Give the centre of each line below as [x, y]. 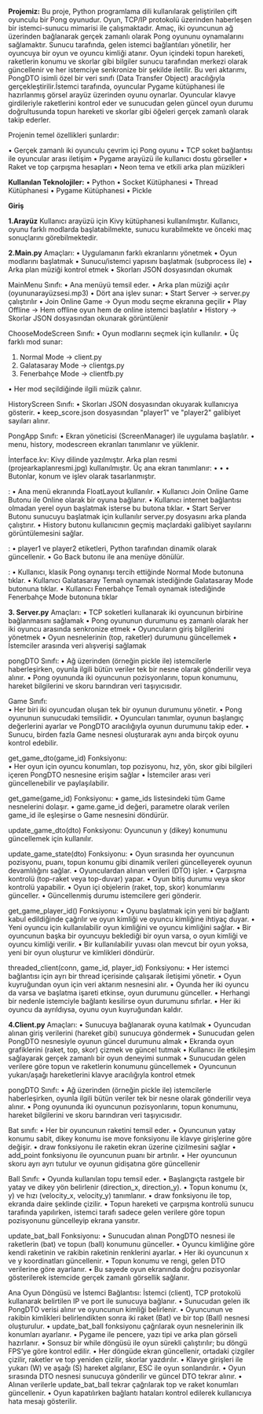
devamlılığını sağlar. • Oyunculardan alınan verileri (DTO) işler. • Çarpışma [128, 870]
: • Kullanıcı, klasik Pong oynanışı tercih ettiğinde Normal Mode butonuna [126, 572]
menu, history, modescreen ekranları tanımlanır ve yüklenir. [104, 444]
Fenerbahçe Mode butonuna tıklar [63, 597]
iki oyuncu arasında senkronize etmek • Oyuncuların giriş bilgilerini [116, 629]
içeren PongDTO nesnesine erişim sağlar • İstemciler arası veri [109, 775]
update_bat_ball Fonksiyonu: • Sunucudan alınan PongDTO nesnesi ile [122, 1236]
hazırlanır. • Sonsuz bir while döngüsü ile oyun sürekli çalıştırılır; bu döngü [128, 1343]
